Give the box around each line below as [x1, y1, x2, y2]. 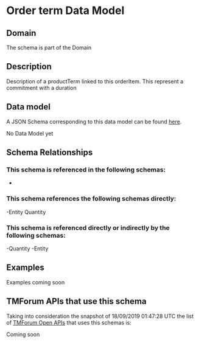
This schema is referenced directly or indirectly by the [6, 223, 170, 232]
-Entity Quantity [6, 208, 46, 216]
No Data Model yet [6, 129, 54, 137]
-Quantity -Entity [6, 244, 49, 252]
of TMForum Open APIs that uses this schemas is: [6, 318, 132, 326]
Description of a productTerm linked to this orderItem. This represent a [6, 77, 184, 85]
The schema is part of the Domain [6, 44, 92, 51]
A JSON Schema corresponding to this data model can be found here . [6, 118, 182, 125]
